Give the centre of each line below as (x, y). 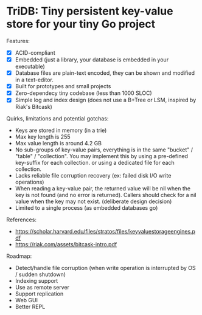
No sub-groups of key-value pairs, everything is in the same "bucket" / (104, 150)
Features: (18, 41)
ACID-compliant (35, 52)
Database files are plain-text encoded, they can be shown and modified (105, 73)
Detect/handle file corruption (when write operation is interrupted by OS (105, 268)
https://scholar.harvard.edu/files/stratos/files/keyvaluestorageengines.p (105, 232)
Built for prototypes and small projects (63, 86)
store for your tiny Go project (81, 24)
